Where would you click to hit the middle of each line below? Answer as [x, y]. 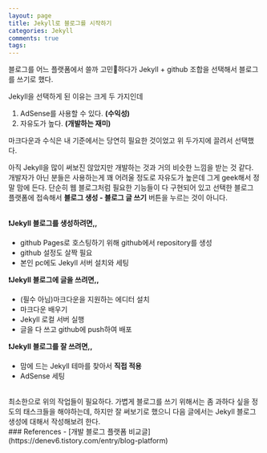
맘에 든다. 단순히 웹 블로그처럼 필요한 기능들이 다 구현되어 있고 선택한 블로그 [135, 188]
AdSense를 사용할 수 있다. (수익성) [75, 114]
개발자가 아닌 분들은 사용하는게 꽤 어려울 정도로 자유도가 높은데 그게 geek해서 [130, 178]
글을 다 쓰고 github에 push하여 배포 [76, 330]
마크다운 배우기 [44, 309]
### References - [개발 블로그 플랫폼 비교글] [79, 432]
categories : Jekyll [41, 30]
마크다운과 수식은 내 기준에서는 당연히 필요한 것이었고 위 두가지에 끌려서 [121, 140]
